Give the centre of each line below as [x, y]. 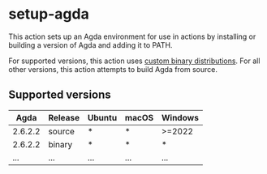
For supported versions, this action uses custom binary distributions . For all [134, 61]
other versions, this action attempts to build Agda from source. [113, 69]
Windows [180, 117]
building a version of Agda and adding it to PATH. [90, 45]
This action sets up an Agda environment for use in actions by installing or [132, 36]
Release [64, 117]
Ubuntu [103, 117]
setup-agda [49, 14]
